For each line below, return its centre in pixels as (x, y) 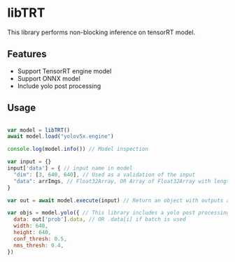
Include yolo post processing (59, 86)
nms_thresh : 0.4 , (39, 245)
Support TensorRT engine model (64, 71)
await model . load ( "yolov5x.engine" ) (60, 137)
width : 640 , (31, 226)
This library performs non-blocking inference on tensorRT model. (101, 32)
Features (27, 54)
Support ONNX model (49, 78)
